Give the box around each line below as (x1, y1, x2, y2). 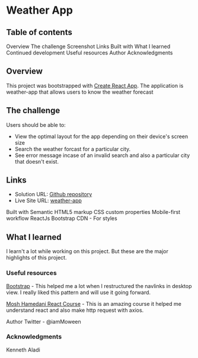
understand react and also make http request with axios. (6, 306, 144, 314)
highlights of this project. (6, 254, 67, 261)
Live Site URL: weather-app (14, 197, 82, 204)
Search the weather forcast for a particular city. (14, 145, 131, 152)
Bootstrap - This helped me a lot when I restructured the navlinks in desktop (6, 282, 192, 289)
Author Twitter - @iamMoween (6, 318, 81, 325)
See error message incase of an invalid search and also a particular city (14, 152, 190, 159)
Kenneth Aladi (6, 346, 40, 353)
